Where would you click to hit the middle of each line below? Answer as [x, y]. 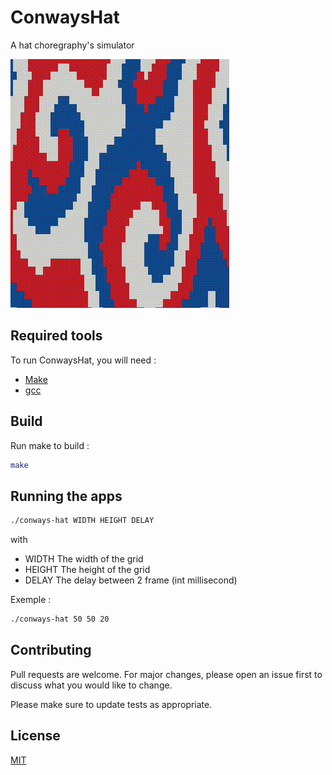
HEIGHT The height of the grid [87, 570]
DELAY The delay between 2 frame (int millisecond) [131, 580]
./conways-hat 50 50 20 [60, 619]
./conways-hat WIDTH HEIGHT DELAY [82, 521]
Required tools [56, 336]
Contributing [51, 650]
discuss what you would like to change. [91, 685]
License [35, 736]
